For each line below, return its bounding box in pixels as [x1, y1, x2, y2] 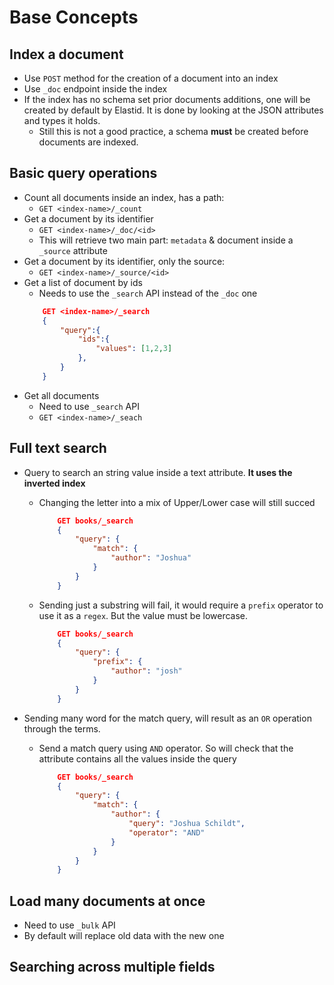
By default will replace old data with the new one [23, 930, 225, 942]
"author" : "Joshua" [110, 553, 192, 563]
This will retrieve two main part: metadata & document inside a [38, 234, 294, 246]
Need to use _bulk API [23, 919, 116, 931]
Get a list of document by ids [23, 276, 143, 288]
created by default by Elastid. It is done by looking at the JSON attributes [23, 104, 324, 116]
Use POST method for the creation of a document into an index [23, 72, 279, 84]
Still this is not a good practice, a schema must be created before [38, 126, 309, 137]
